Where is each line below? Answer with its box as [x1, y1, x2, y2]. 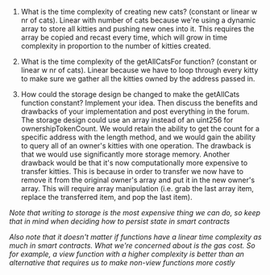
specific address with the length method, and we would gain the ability [20, 132, 256, 142]
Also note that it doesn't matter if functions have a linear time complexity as [9, 232, 262, 241]
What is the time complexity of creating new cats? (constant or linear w [20, 7, 258, 16]
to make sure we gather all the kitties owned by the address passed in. [20, 74, 255, 83]
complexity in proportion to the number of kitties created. [20, 41, 212, 51]
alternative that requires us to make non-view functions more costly [9, 258, 236, 267]
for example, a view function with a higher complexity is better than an [9, 249, 245, 259]
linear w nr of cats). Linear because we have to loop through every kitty [20, 65, 259, 75]
